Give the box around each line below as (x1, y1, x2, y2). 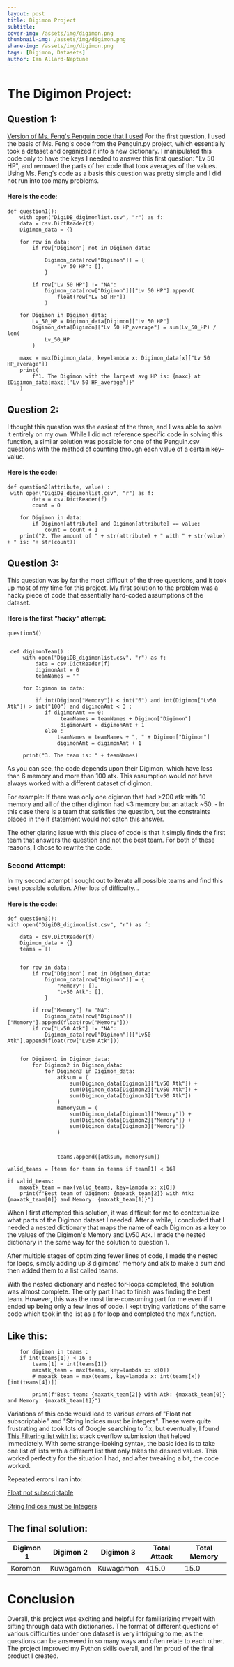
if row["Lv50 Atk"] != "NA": (32, 1025, 117, 1032)
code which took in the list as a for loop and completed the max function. (7, 1310, 217, 1318)
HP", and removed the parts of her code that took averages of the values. (7, 161, 218, 170)
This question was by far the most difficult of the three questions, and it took (7, 576, 227, 584)
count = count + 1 (44, 526, 98, 533)
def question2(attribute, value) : (7, 483, 111, 491)
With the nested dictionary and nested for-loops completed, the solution (7, 1280, 214, 1289)
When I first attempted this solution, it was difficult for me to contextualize (7, 1208, 219, 1217)
